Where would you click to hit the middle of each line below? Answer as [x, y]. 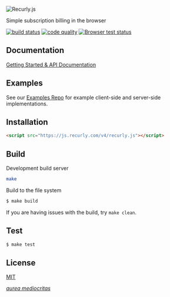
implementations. [27, 104]
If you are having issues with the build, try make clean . [71, 212]
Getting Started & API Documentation [51, 64]
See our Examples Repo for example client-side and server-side [84, 97]
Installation [27, 122]
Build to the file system [34, 190]
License [21, 263]
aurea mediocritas [29, 288]
